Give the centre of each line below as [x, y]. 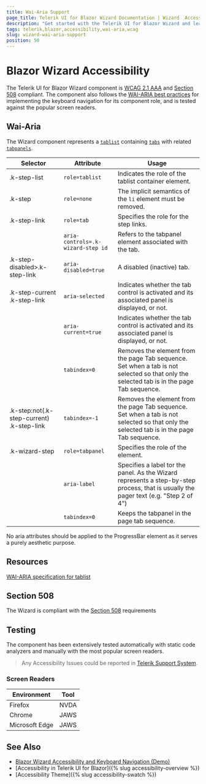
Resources [27, 562]
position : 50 [23, 40]
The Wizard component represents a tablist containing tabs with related [99, 141]
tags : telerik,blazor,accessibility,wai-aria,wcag [72, 29]
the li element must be [151, 199]
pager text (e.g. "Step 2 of [155, 496]
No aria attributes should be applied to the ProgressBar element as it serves [102, 536]
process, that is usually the [156, 488]
